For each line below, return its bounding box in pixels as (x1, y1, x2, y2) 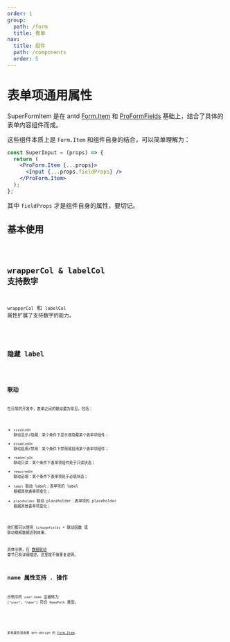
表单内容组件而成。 (7, 120, 62, 129)
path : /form (13, 23, 48, 30)
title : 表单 (13, 29, 46, 37)
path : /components (13, 49, 67, 56)
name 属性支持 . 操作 (7, 574, 68, 581)
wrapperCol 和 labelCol (7, 305, 67, 312)
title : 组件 (13, 42, 46, 49)
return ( (13, 156, 39, 163)
